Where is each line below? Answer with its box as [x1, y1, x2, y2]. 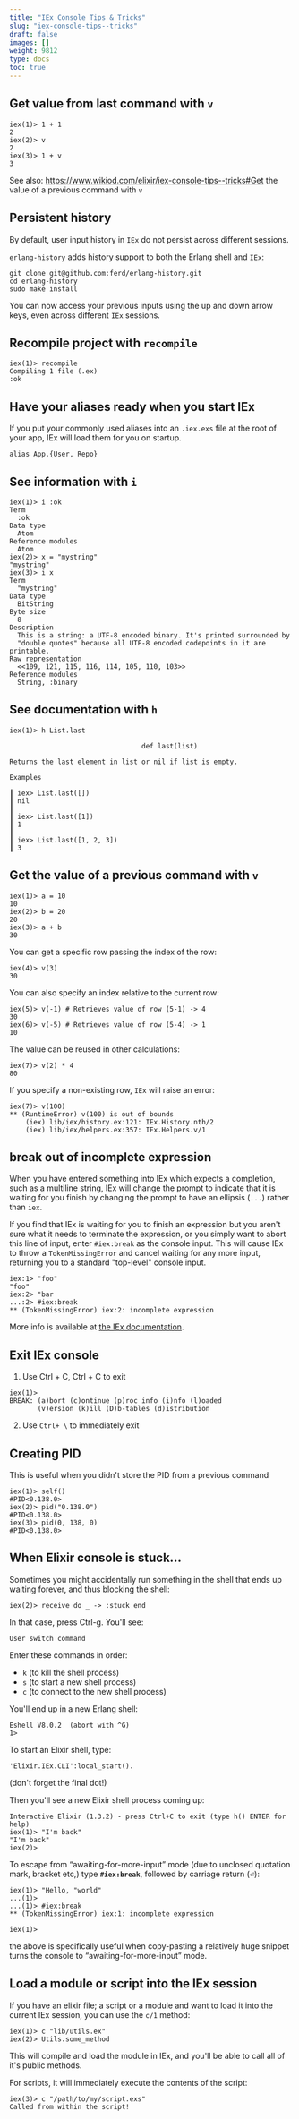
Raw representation [9, 654, 82, 663]
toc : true [9, 64, 47, 73]
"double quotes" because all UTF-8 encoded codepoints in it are [17, 638, 267, 647]
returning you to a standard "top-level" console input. [9, 1257, 207, 1268]
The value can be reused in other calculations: [9, 1044, 181, 1055]
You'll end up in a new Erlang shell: [9, 1703, 139, 1714]
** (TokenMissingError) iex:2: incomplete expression [9, 1306, 215, 1315]
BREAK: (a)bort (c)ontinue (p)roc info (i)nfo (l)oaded [9, 1397, 222, 1406]
